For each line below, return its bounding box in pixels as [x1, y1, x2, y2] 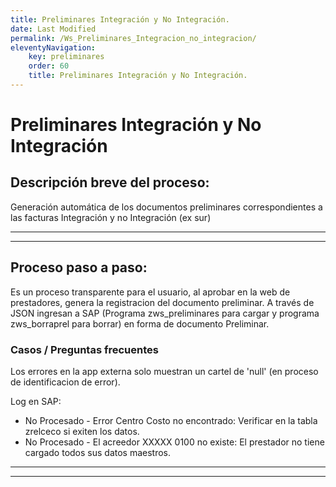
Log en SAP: [10, 395, 62, 407]
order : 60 [28, 61, 70, 71]
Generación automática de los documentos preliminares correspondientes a [10, 201, 323, 213]
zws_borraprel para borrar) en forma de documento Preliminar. [10, 317, 270, 330]
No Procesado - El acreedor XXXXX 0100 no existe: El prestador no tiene [24, 436, 325, 448]
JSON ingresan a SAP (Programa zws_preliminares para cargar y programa [10, 307, 320, 319]
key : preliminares [28, 52, 105, 62]
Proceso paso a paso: [10, 259, 148, 276]
